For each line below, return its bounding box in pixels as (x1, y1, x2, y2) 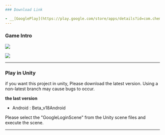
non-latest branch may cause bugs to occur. (5, 86, 95, 92)
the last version (5, 96, 38, 101)
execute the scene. (5, 120, 44, 126)
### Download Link (5, 7, 43, 12)
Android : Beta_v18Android (12, 105, 66, 111)
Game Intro (5, 33, 32, 39)
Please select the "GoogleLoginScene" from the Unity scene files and (5, 114, 146, 121)
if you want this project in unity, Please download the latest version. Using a (5, 81, 158, 87)
